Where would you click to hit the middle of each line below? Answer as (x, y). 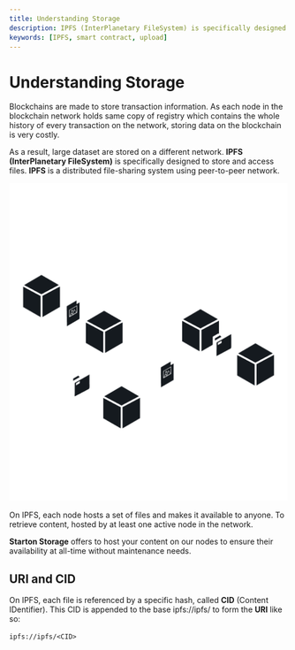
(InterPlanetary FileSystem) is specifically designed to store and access (142, 161)
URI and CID (43, 579)
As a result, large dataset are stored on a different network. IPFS (126, 152)
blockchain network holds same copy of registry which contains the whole (144, 116)
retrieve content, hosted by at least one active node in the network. (131, 524)
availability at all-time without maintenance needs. (100, 551)
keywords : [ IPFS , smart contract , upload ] (88, 37)
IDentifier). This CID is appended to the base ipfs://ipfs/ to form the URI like (146, 609)
